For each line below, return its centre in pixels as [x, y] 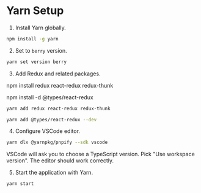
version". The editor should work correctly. [60, 161]
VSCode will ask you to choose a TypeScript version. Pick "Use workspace [101, 154]
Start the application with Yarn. [54, 173]
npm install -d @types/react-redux [50, 97]
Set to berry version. [41, 50]
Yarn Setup [35, 11]
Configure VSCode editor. [48, 131]
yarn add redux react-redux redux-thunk [59, 108]
